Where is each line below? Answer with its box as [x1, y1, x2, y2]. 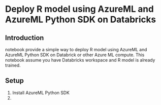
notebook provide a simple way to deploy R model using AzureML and [5, 47, 147, 52]
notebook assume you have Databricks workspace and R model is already [5, 57, 156, 63]
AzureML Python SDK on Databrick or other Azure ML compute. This [5, 52, 145, 58]
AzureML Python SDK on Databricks [5, 14, 156, 25]
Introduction [5, 34, 44, 42]
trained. [5, 63, 21, 68]
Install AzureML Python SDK [12, 90, 70, 96]
